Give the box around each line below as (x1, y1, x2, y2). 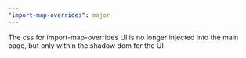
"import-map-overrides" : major (8, 11, 110, 19)
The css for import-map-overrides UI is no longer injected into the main (8, 32, 239, 42)
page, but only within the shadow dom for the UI (8, 40, 165, 50)
